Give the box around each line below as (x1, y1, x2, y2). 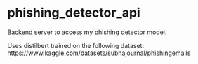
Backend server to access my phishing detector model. (7, 28, 167, 36)
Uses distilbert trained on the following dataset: (7, 41, 145, 49)
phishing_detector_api (7, 5, 140, 21)
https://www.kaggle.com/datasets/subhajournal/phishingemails (7, 49, 191, 57)
